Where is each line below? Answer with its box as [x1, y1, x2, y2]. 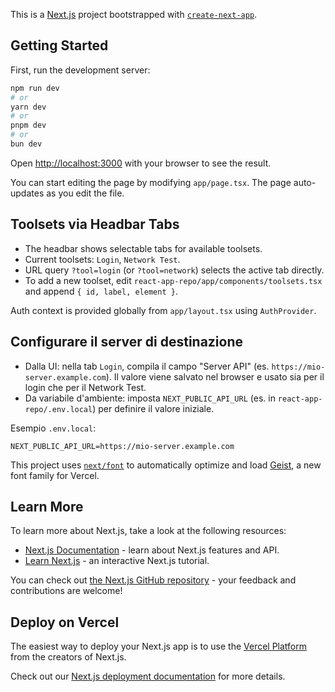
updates [10, 187, 45, 199]
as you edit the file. [46, 187, 125, 199]
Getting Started [10, 37, 109, 54]
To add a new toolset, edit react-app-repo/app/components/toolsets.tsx [24, 274, 323, 286]
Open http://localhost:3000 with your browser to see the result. [10, 157, 272, 169]
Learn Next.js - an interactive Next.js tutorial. [24, 555, 210, 567]
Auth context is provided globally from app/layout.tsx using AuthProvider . [10, 304, 317, 316]
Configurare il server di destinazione [10, 334, 244, 351]
